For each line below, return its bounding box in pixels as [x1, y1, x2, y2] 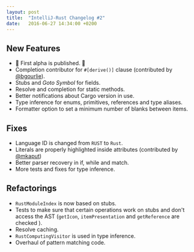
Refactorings [6, 183, 57, 194]
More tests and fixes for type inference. [15, 165, 115, 173]
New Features [6, 43, 61, 53]
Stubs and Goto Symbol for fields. [15, 79, 101, 87]
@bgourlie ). [15, 73, 45, 80]
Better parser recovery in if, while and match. [15, 159, 129, 166]
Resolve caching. [15, 226, 59, 233]
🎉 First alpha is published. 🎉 [15, 60, 86, 67]
